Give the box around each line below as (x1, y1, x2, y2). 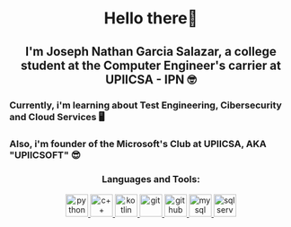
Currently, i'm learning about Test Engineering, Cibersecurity (9, 99, 283, 111)
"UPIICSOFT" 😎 (9, 149, 81, 162)
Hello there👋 (103, 8, 198, 29)
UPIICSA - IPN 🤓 (104, 72, 198, 87)
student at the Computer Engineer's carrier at (21, 57, 281, 73)
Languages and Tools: (101, 173, 200, 186)
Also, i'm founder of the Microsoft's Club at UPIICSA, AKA (9, 138, 267, 151)
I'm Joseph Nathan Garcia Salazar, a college (25, 44, 277, 59)
